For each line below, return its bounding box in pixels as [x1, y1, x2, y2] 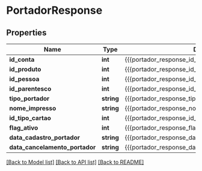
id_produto [9, 65, 41, 73]
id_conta [9, 55, 35, 64]
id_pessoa [9, 75, 40, 83]
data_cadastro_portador [9, 133, 80, 142]
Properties [6, 28, 47, 38]
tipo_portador [9, 94, 50, 103]
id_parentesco [9, 85, 52, 93]
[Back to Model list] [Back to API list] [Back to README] [6, 158, 144, 166]
